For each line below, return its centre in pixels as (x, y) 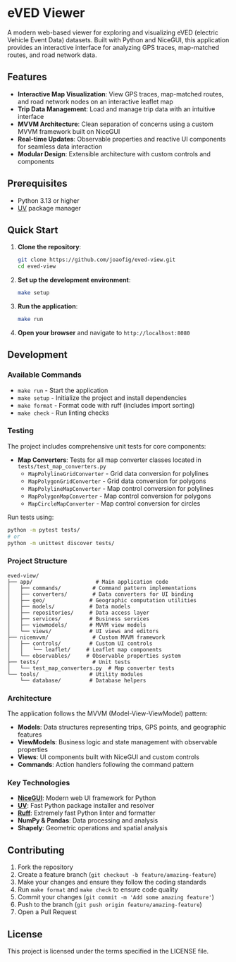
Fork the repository (45, 867)
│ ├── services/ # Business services (79, 619)
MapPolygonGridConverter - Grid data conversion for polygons (117, 481)
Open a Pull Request (47, 912)
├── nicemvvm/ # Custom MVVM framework (86, 637)
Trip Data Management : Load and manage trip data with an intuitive (116, 109)
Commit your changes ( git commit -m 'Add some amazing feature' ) (116, 897)
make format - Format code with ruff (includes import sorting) (106, 405)
